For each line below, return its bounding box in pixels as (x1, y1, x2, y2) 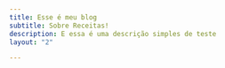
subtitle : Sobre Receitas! (9, 21, 109, 30)
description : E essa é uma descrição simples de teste (9, 29, 217, 38)
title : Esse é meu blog (9, 12, 98, 22)
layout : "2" (9, 37, 53, 47)
